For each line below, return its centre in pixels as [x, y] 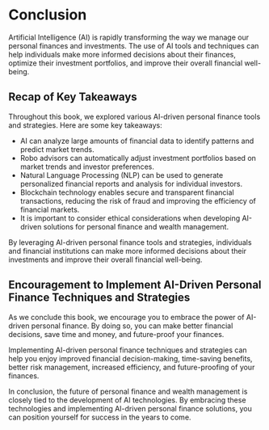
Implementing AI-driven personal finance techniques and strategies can [128, 350]
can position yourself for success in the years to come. [100, 417]
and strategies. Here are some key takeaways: [86, 125]
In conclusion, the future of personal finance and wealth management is [128, 391]
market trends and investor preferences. [87, 167]
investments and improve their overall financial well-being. [105, 259]
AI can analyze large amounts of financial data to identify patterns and [137, 141]
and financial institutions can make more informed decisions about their [128, 251]
